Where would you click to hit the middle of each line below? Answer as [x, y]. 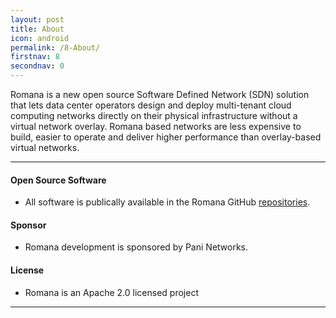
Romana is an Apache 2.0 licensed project [111, 292]
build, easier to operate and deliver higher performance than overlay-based [166, 137]
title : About [37, 29]
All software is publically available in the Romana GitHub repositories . [167, 202]
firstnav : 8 [35, 57]
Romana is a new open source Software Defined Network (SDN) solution [160, 94]
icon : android [40, 38]
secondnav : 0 [37, 66]
